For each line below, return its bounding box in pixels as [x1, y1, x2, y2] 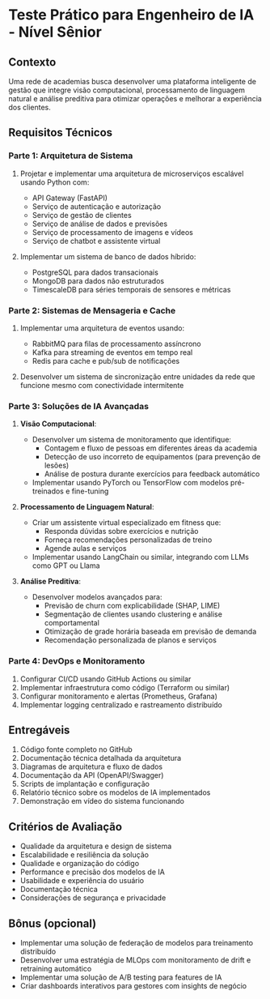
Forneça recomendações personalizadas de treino [44, 535, 213, 544]
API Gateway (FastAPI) [32, 193, 108, 203]
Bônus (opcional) [8, 916, 97, 930]
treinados [32, 486, 65, 496]
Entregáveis [8, 723, 70, 736]
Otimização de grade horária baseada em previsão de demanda [44, 626, 257, 637]
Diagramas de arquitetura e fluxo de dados [19, 762, 163, 771]
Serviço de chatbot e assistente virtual [32, 236, 161, 245]
